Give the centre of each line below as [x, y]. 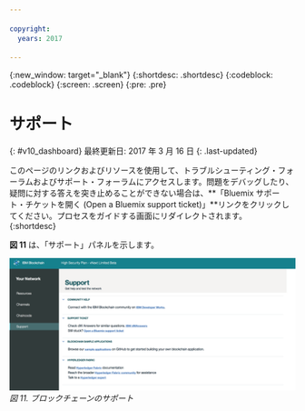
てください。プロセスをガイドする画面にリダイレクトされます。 [128, 216]
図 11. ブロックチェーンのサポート [72, 398]
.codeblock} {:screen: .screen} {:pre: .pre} [88, 85]
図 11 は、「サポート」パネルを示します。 [84, 245]
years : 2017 [40, 38]
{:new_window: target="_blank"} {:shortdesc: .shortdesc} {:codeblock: [142, 75]
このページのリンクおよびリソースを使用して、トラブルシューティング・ [144, 170]
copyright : [30, 29]
